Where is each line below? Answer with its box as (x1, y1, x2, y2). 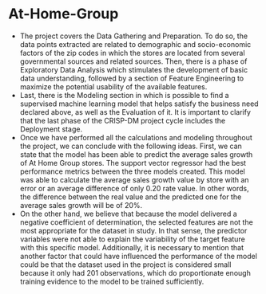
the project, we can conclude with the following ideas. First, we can (19, 141, 242, 151)
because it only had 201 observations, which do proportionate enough (19, 268, 252, 277)
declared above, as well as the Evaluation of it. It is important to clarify (19, 107, 252, 116)
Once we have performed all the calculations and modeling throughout (19, 132, 253, 142)
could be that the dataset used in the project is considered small (19, 260, 232, 269)
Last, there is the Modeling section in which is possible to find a (19, 90, 229, 100)
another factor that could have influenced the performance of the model (19, 251, 258, 261)
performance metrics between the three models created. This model (19, 167, 245, 176)
